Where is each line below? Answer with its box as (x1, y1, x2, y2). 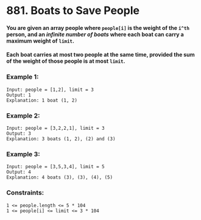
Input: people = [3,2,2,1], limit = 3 (6, 125, 105, 131)
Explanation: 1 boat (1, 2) (6, 97, 78, 104)
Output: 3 (6, 130, 32, 137)
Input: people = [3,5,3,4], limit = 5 (6, 164, 105, 170)
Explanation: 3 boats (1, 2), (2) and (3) (6, 135, 116, 142)
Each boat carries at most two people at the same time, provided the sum (6, 51, 195, 59)
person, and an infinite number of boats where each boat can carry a (6, 30, 184, 38)
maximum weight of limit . (6, 37, 75, 44)
